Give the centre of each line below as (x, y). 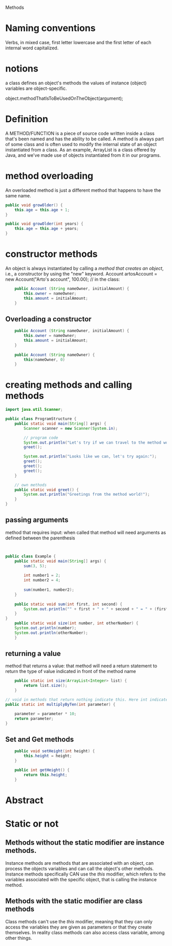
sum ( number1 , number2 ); (49, 590)
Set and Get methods (40, 739)
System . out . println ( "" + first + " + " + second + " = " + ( (90, 609)
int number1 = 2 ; (42, 575)
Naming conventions (50, 28)
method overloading (49, 176)
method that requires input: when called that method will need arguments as (86, 532)
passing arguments (37, 520)
